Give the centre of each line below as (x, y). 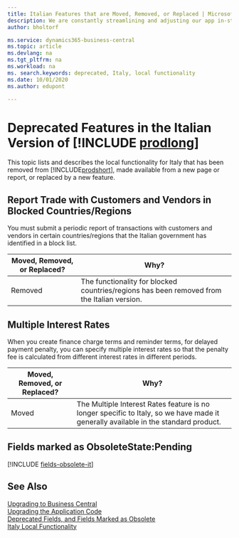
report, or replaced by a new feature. (62, 178)
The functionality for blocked (129, 281)
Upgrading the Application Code (54, 511)
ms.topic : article (34, 47)
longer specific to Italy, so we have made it (148, 413)
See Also (27, 486)
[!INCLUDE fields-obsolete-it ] (51, 464)
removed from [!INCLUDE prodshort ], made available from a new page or (113, 170)
